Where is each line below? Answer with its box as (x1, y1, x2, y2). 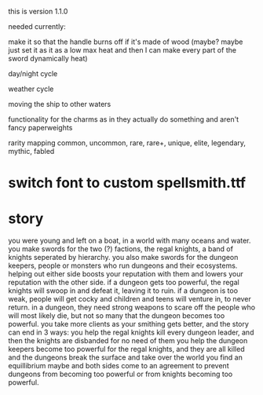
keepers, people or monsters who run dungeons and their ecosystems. (8, 261, 238, 270)
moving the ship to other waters (8, 100, 111, 108)
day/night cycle (8, 69, 58, 78)
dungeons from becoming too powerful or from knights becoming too (8, 369, 233, 379)
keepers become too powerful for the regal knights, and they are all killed (8, 345, 245, 354)
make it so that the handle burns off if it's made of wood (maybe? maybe (8, 37, 243, 46)
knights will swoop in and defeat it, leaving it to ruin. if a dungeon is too (8, 286, 238, 295)
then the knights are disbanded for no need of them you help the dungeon (8, 336, 248, 346)
